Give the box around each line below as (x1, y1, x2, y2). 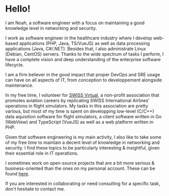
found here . (5, 170, 29, 177)
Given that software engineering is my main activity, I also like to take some (5, 134, 161, 140)
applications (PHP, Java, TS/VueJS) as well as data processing (19, 40, 150, 46)
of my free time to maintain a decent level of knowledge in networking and (5, 139, 160, 145)
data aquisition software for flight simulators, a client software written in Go (5, 113, 162, 119)
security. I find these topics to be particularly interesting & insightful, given (5, 144, 160, 151)
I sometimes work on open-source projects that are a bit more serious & (5, 160, 155, 166)
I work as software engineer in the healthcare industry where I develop (5, 35, 152, 41)
